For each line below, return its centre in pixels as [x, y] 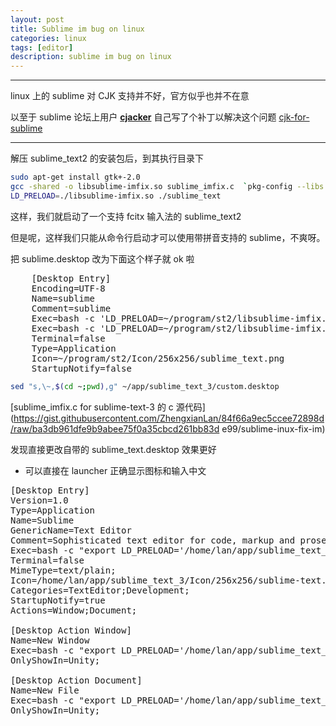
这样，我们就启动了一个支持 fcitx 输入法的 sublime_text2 [126, 216]
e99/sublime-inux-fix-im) [273, 428]
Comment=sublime [71, 308]
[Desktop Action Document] [76, 680]
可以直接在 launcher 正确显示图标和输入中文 [115, 470]
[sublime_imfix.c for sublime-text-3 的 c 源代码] [108, 407]
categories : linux [48, 38]
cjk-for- [294, 117]
